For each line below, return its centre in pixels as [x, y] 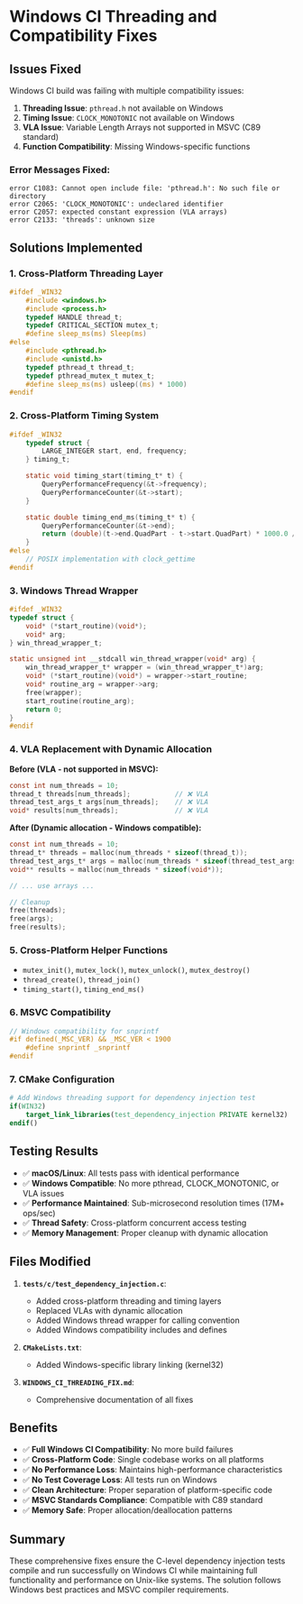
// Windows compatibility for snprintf [84, 1031]
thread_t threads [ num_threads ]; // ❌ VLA [109, 794]
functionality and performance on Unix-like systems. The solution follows [145, 1581]
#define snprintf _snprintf [78, 1048]
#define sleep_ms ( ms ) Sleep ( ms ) [86, 334]
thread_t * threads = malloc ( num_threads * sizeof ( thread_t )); [129, 853]
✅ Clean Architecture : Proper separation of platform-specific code [147, 1490]
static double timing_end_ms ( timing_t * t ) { [110, 517]
